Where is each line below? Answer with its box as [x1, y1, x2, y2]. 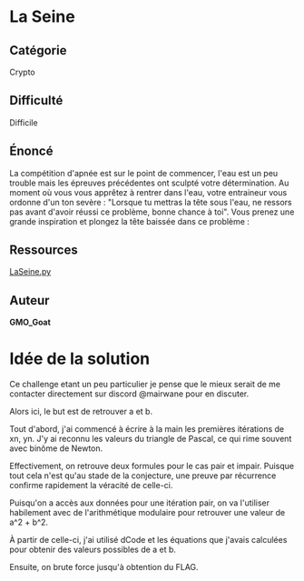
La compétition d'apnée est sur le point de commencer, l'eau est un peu [9, 167, 279, 178]
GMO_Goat [9, 316, 52, 328]
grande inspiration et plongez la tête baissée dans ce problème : [9, 215, 250, 226]
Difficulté [9, 93, 64, 108]
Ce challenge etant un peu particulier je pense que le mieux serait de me [9, 379, 281, 390]
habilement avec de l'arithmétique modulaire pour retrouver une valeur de [9, 507, 286, 518]
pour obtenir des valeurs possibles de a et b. [9, 544, 177, 556]
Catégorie [9, 43, 67, 58]
